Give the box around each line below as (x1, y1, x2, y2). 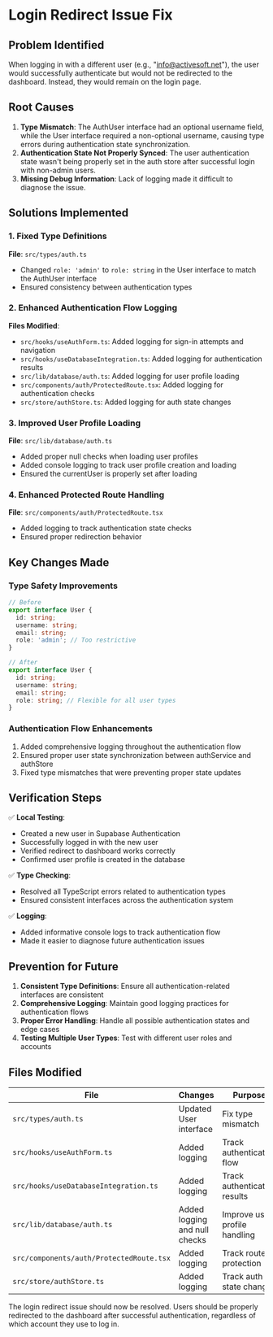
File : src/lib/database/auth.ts (8, 436, 112, 446)
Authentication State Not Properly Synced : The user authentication (19, 148, 249, 158)
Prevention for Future (8, 960, 119, 973)
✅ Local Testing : (8, 812, 65, 822)
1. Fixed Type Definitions (8, 230, 107, 242)
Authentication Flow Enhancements (8, 723, 153, 734)
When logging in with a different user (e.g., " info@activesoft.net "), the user (8, 59, 260, 69)
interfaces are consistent (19, 990, 104, 999)
